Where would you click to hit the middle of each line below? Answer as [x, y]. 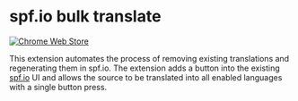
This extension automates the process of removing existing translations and [149, 58]
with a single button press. [58, 87]
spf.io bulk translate [85, 17]
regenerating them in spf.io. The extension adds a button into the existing [145, 68]
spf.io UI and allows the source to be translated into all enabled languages [146, 77]
